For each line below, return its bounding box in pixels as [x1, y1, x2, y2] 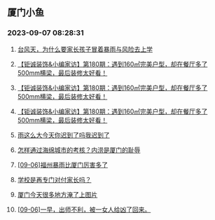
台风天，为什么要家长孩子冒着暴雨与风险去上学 [17, 45, 153, 53]
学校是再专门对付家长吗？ [17, 175, 92, 184]
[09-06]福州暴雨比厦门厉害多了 [17, 160, 109, 169]
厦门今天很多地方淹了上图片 [17, 190, 98, 198]
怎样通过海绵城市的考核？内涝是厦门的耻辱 [17, 146, 141, 154]
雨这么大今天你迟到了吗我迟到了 [17, 130, 110, 139]
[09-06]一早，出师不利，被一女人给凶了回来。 [17, 205, 151, 214]
